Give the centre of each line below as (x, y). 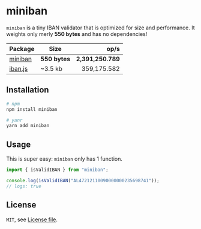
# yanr (14, 120)
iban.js (19, 68)
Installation (28, 90)
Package (22, 49)
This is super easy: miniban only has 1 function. (64, 159)
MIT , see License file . (32, 219)
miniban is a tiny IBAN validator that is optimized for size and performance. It (100, 28)
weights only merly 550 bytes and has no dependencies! (77, 34)
